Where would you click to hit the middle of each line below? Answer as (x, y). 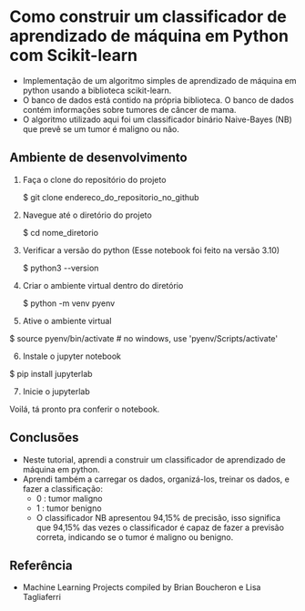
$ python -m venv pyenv (69, 303)
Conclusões (44, 438)
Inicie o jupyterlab (56, 391)
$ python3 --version (61, 268)
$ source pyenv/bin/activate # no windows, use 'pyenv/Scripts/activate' (144, 338)
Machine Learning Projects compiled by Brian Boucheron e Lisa (142, 587)
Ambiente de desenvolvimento (99, 158)
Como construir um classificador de (148, 17)
